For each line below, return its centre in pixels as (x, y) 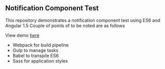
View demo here (22, 35)
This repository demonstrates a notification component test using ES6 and (83, 20)
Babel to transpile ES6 (36, 55)
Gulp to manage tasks (35, 50)
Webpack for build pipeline (41, 45)
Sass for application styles (40, 61)
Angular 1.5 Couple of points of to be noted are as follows (65, 25)
